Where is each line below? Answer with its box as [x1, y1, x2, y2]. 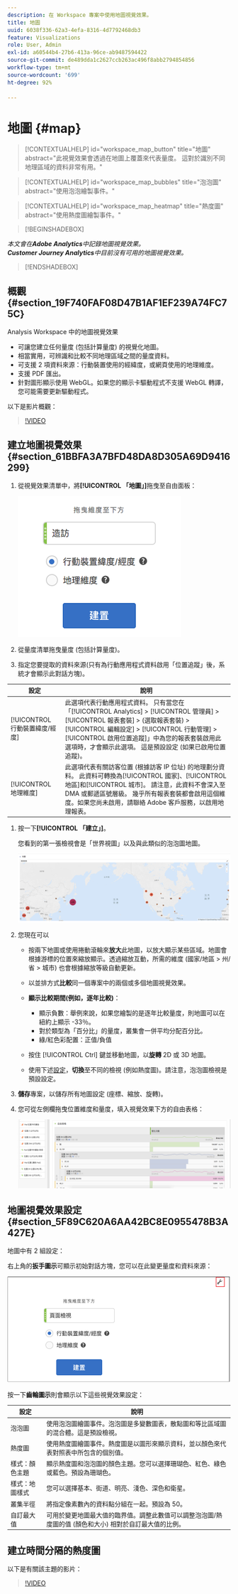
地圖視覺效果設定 [7, 1204, 82, 1216]
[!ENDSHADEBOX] [24, 263, 79, 272]
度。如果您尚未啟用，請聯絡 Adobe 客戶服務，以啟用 [64, 798, 218, 806]
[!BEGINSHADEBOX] [24, 225, 84, 234]
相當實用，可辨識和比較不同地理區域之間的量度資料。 [17, 352, 174, 360]
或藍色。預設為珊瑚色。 [45, 1468, 115, 1477]
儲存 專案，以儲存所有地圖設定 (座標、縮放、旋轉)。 [17, 1089, 167, 1098]
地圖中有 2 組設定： [7, 1246, 65, 1255]
